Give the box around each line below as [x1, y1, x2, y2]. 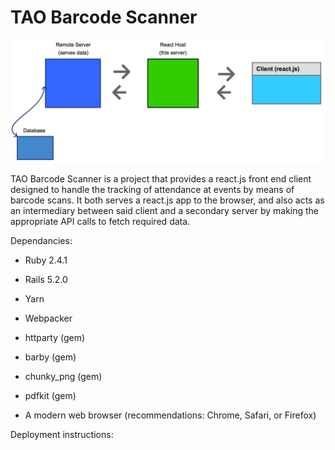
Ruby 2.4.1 [24, 254, 68, 266]
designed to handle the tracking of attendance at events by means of [10, 183, 295, 195]
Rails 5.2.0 [24, 273, 68, 285]
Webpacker [24, 312, 73, 324]
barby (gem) [24, 351, 77, 363]
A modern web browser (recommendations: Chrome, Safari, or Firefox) [24, 409, 317, 421]
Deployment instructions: [10, 428, 114, 440]
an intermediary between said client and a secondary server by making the [10, 204, 320, 216]
